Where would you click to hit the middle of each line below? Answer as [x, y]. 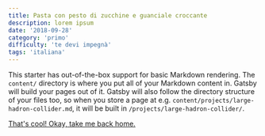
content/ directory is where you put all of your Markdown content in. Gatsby [133, 83]
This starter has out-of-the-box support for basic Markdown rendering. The [132, 75]
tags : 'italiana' [37, 52]
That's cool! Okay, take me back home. [72, 124]
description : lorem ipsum [51, 23]
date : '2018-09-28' [40, 30]
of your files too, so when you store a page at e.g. [90, 100]
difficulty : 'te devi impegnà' [60, 45]
